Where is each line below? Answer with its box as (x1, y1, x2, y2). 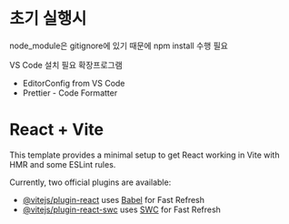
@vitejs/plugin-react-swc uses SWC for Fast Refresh (22, 204, 221, 215)
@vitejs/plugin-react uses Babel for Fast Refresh (22, 194, 205, 205)
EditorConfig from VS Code (22, 77, 125, 88)
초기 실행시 (9, 8, 87, 29)
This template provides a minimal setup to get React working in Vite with (9, 149, 280, 160)
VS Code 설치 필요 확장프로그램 (9, 59, 123, 70)
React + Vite (9, 119, 105, 140)
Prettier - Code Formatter (22, 87, 118, 98)
